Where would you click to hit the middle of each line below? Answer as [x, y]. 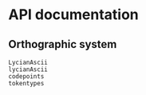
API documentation [74, 15]
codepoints [26, 77]
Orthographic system [63, 44]
